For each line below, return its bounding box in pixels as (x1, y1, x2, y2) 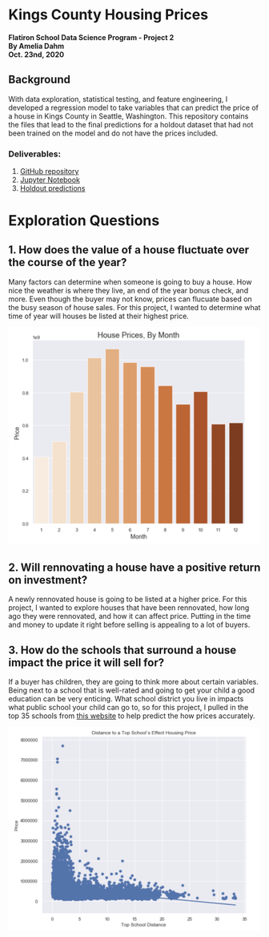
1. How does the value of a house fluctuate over (8, 243, 250, 257)
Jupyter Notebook (19, 175, 80, 184)
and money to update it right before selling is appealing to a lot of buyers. (8, 620, 251, 630)
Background (8, 73, 70, 87)
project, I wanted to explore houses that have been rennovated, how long (8, 603, 250, 612)
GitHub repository (19, 166, 79, 176)
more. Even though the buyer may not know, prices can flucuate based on (8, 294, 252, 304)
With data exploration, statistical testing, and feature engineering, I (8, 94, 228, 103)
